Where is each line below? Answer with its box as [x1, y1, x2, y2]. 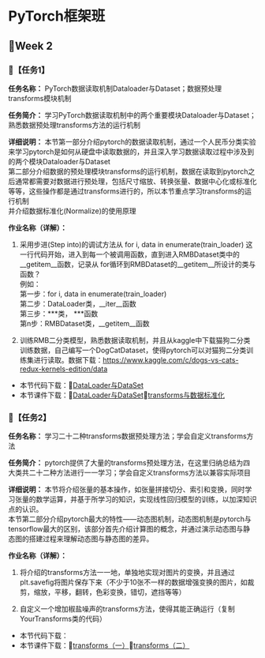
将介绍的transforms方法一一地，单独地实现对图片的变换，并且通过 [19, 568, 235, 577]
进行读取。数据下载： [33, 355, 103, 364]
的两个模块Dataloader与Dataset [8, 156, 110, 166]
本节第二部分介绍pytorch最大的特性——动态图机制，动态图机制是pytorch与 [8, 514, 252, 524]
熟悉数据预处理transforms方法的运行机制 [8, 120, 140, 130]
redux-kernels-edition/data [19, 364, 108, 374]
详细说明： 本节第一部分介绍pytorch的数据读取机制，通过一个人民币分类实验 [8, 137, 256, 146]
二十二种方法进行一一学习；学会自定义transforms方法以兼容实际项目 [28, 468, 251, 478]
